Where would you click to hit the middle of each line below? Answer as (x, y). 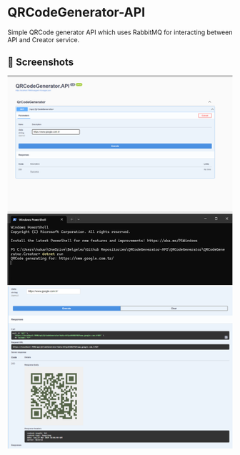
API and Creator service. (44, 39)
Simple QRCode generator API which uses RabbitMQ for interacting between (120, 32)
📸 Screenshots (41, 62)
